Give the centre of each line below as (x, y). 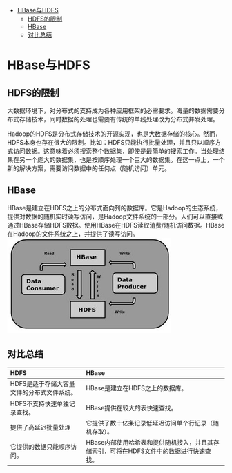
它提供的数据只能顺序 (40, 447)
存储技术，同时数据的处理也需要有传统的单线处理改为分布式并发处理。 (119, 119)
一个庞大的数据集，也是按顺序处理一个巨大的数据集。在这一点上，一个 (125, 160)
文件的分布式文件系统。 (43, 392)
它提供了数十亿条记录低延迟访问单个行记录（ (149, 423)
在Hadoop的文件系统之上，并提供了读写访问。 (73, 234)
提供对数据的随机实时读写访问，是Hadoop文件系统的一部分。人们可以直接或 (115, 217)
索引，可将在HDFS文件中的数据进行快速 (149, 451)
